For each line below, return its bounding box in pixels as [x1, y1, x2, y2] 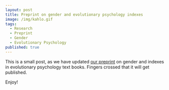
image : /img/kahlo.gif [5, 17, 53, 22]
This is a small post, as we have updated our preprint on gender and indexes [5, 58, 164, 64]
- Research [10, 26, 33, 31]
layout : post [5, 7, 33, 13]
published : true [5, 45, 39, 50]
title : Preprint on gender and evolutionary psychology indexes [5, 12, 143, 17]
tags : [5, 21, 17, 27]
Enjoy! [5, 79, 19, 85]
